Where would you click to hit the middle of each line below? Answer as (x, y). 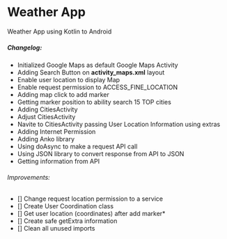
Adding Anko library (46, 139)
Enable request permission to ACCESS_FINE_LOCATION (97, 87)
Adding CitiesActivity (47, 109)
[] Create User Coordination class (65, 206)
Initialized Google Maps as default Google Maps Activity (98, 65)
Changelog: (25, 47)
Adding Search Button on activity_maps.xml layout (91, 72)
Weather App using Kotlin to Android (60, 31)
